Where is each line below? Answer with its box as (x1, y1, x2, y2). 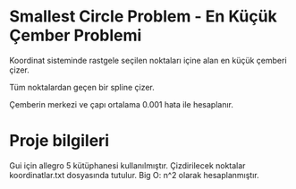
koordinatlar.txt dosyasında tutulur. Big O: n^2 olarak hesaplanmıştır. (9, 169, 259, 180)
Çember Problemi (9, 25, 142, 46)
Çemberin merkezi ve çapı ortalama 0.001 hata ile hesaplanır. (9, 99, 234, 109)
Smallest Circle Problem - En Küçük (9, 6, 277, 27)
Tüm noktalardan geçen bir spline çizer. (9, 82, 155, 92)
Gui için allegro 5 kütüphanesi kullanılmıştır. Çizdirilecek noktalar (9, 159, 246, 171)
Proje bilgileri (9, 131, 110, 151)
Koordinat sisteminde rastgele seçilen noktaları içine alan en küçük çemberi (9, 55, 288, 65)
